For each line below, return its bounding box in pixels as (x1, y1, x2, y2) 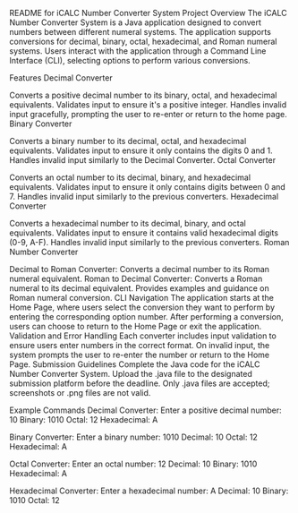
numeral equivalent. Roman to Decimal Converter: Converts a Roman (9, 273, 263, 284)
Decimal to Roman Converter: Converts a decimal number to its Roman (9, 264, 270, 274)
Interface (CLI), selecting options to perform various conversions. (9, 56, 251, 65)
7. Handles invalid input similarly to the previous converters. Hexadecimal (9, 192, 279, 201)
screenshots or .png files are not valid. (9, 388, 151, 398)
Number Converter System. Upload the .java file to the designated (9, 369, 252, 379)
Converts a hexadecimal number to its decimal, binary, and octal (9, 218, 246, 228)
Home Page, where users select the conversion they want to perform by (9, 302, 276, 312)
